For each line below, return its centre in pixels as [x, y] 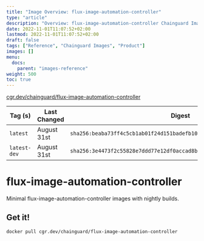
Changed [51, 120]
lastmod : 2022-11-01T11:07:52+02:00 [53, 35]
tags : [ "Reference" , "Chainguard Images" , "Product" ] [76, 46]
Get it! [18, 218]
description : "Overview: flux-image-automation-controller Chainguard [97, 23]
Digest [180, 116]
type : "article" [27, 18]
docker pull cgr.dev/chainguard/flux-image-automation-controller [92, 231]
